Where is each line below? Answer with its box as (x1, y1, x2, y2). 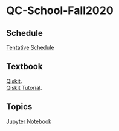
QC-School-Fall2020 (6, 4, 114, 18)
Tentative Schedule (6, 44, 54, 51)
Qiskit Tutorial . (6, 84, 42, 91)
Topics (6, 101, 33, 112)
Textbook (6, 61, 43, 72)
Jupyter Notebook (6, 118, 52, 125)
